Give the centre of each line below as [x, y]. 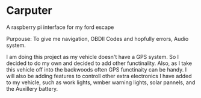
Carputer [29, 11]
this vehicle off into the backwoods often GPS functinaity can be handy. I [97, 69]
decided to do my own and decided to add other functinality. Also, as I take [99, 63]
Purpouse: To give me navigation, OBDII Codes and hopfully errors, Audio [97, 38]
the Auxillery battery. [32, 88]
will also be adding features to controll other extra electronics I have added [99, 76]
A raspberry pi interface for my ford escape [60, 27]
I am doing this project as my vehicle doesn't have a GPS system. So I [93, 57]
